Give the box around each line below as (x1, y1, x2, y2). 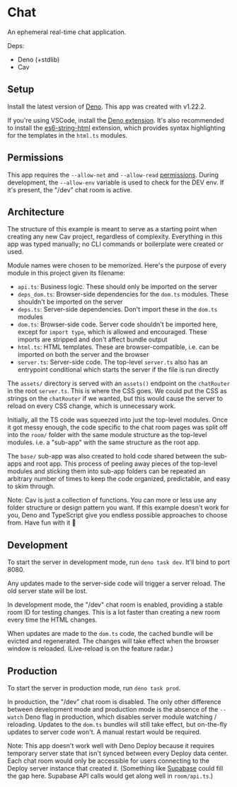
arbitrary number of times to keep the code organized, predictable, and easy (7, 475, 231, 483)
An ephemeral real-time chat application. (7, 28, 127, 36)
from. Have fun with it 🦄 (7, 519, 76, 527)
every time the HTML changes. (7, 615, 98, 624)
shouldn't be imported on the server (17, 297, 123, 306)
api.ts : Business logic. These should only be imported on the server (17, 282, 218, 291)
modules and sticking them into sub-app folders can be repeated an (7, 467, 206, 475)
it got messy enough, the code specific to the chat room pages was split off (7, 423, 228, 431)
